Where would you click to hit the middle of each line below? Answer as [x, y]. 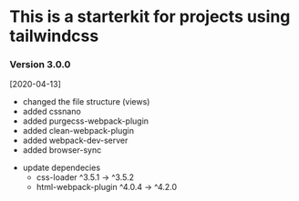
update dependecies [62, 168]
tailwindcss [54, 36]
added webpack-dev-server [75, 141]
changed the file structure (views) [86, 102]
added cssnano [52, 112]
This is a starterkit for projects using [150, 17]
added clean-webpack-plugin [78, 131]
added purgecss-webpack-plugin [85, 121]
